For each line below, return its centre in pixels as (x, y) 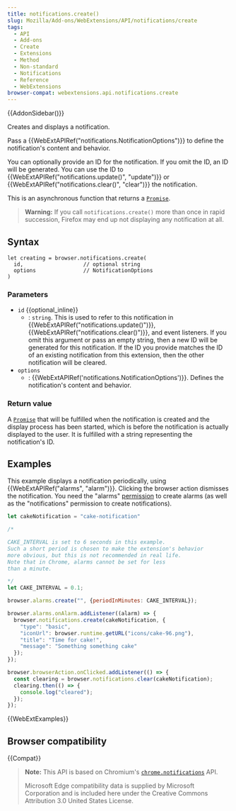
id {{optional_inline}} (48, 310)
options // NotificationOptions (83, 270)
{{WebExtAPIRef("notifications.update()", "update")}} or (88, 177)
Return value (30, 403)
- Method (26, 60)
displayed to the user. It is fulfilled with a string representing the (100, 434)
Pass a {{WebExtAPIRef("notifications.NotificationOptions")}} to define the (116, 141)
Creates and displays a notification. (59, 127)
